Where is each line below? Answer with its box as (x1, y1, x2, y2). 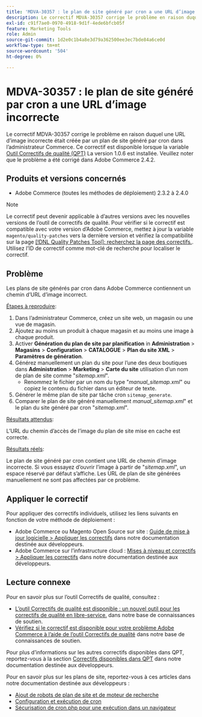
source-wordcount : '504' (6, 48, 69, 54)
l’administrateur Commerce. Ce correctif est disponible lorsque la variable (6, 143, 189, 151)
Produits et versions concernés (6, 173, 126, 184)
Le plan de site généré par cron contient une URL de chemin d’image (6, 457, 177, 465)
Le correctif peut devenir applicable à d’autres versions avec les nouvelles (6, 213, 191, 220)
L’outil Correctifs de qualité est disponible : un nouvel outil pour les (14, 605, 180, 612)
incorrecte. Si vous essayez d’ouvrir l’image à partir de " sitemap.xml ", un (6, 463, 186, 471)
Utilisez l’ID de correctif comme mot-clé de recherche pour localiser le (6, 245, 180, 252)
